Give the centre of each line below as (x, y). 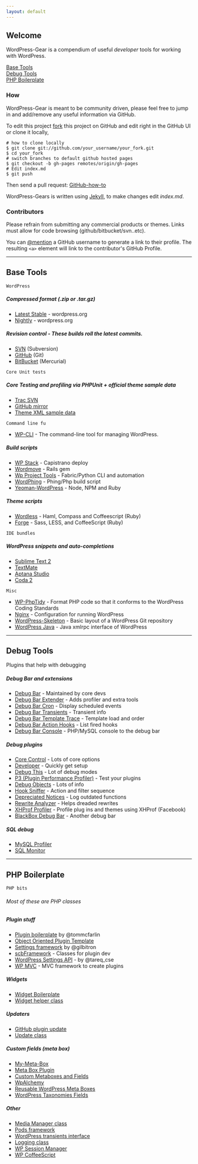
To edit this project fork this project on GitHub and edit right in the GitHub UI (98, 126)
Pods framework (35, 1129)
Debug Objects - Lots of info (49, 784)
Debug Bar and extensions (39, 679)
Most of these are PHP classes (44, 901)
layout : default (26, 12)
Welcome (24, 36)
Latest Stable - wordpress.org (51, 314)
